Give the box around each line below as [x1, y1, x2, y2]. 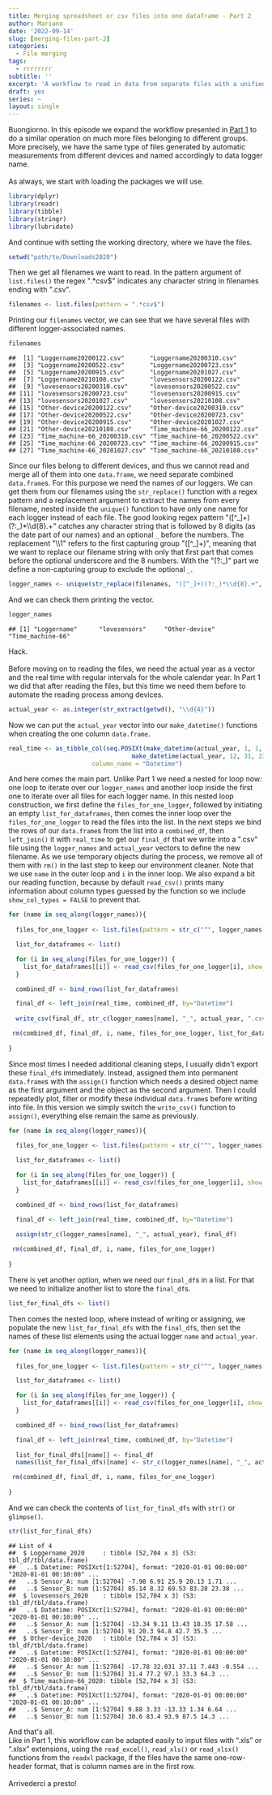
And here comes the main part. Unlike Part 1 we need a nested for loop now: [8, 774, 262, 784]
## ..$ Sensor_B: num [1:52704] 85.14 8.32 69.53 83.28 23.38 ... [8, 1585, 244, 1593]
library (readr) [8, 200, 60, 208]
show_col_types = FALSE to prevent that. [8, 895, 142, 905]
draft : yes [8, 87, 45, 96]
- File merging [15, 50, 67, 58]
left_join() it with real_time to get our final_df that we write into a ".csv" [8, 834, 258, 845]
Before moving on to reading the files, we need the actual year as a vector [8, 664, 255, 673]
